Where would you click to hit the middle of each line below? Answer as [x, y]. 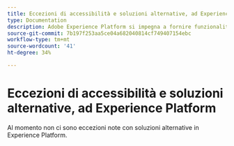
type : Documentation [37, 20]
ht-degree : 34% [29, 53]
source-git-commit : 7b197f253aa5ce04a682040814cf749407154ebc [99, 33]
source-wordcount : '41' [42, 46]
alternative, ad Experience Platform [112, 108]
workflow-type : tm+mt [39, 40]
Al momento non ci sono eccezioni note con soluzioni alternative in [103, 127]
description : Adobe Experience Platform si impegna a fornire [99, 27]
